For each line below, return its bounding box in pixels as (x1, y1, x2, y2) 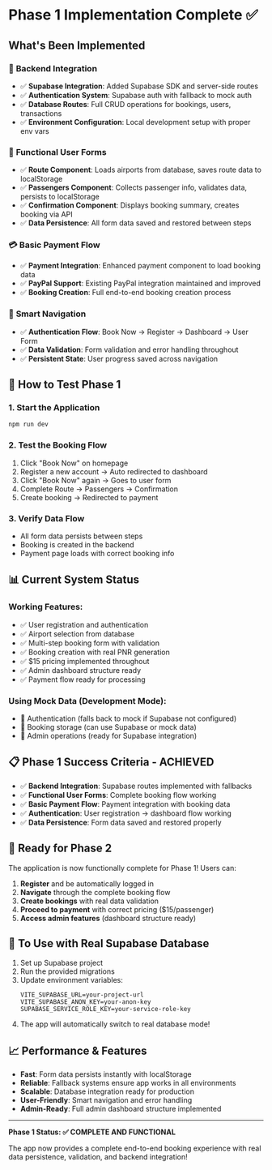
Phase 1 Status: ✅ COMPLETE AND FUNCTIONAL (8, 1127, 176, 1137)
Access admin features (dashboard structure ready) (19, 913, 197, 923)
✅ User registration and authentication (19, 619, 149, 629)
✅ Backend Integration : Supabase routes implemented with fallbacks (19, 781, 253, 791)
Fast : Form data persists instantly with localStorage (19, 1069, 192, 1079)
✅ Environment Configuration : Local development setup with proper (19, 117, 251, 126)
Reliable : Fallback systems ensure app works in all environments (19, 1078, 236, 1088)
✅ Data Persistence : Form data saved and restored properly (19, 817, 222, 827)
